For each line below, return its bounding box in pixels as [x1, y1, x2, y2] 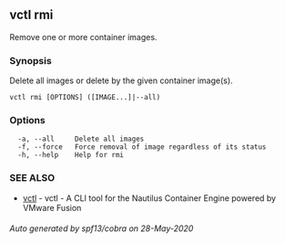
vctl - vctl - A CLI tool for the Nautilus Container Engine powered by [22, 192, 276, 204]
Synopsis [9, 54, 52, 67]
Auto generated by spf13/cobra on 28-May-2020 [9, 223, 194, 234]
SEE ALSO [9, 172, 56, 185]
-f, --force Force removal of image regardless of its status [17, 143, 267, 152]
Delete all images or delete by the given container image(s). [9, 75, 234, 86]
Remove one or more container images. [9, 31, 158, 42]
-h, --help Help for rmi [17, 151, 125, 160]
